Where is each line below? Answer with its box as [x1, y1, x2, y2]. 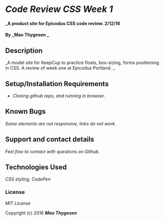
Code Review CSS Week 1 [5, 4, 113, 15]
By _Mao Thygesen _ [5, 32, 49, 38]
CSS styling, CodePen [5, 176, 51, 182]
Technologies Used [5, 163, 67, 171]
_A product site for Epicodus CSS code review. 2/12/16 [5, 20, 120, 26]
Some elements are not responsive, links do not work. [5, 120, 116, 126]
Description [5, 46, 43, 55]
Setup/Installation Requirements [5, 79, 109, 88]
